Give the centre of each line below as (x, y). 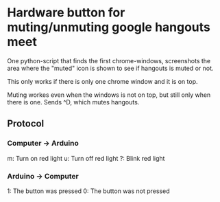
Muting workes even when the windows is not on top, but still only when (109, 95)
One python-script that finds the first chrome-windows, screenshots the (109, 60)
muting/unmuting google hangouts (109, 27)
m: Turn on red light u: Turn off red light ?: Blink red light (86, 158)
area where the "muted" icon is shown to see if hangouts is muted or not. (110, 68)
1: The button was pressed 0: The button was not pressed (88, 191)
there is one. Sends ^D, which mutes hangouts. (73, 102)
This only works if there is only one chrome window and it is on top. (102, 81)
